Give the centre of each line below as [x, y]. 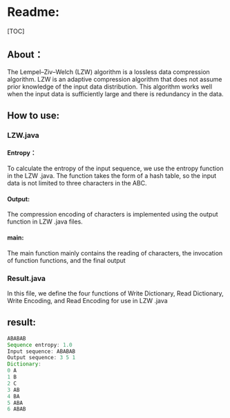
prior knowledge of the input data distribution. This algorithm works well [110, 87]
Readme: [33, 12]
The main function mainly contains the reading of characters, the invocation [115, 253]
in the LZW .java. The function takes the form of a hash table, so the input [112, 176]
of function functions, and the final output [66, 260]
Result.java [27, 278]
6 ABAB [17, 409]
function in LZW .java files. [45, 221]
